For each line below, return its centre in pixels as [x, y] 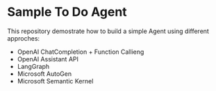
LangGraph [33, 66]
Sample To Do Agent [67, 12]
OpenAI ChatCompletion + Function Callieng [81, 52]
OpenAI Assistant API [48, 59]
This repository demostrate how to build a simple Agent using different [108, 31]
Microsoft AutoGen [44, 74]
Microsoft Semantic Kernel [55, 81]
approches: [24, 38]
